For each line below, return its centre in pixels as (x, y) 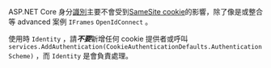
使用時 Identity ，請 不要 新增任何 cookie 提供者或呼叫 (98, 39)
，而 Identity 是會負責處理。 (85, 56)
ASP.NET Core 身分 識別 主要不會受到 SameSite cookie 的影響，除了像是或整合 (136, 12)
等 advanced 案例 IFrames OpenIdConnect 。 (80, 22)
